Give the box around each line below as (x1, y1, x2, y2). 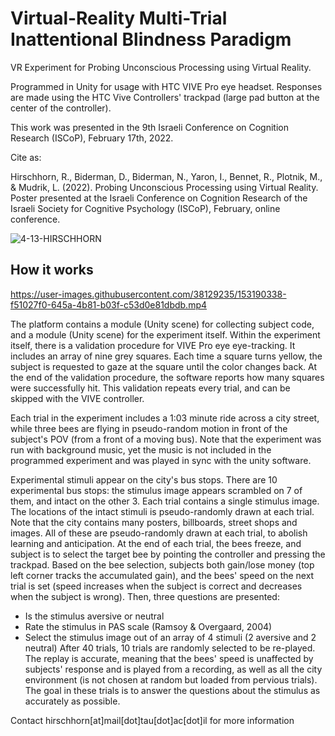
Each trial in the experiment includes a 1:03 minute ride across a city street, (10, 412, 320, 424)
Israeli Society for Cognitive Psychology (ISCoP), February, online (10, 202, 281, 214)
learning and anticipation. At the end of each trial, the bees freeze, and (10, 537, 302, 549)
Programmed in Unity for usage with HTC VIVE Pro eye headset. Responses (10, 80, 323, 92)
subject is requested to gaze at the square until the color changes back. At (10, 360, 318, 372)
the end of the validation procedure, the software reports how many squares (10, 371, 325, 383)
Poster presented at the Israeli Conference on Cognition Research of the (10, 192, 308, 204)
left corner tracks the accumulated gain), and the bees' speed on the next (10, 569, 315, 581)
